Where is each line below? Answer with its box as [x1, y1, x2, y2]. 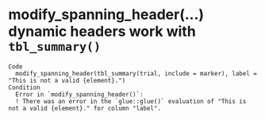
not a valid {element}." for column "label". [8, 104, 161, 112]
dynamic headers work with [8, 22, 196, 41]
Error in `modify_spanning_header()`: [15, 90, 144, 99]
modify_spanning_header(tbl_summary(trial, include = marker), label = [15, 69, 258, 77]
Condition [8, 83, 41, 91]
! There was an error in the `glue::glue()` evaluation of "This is [15, 97, 247, 105]
